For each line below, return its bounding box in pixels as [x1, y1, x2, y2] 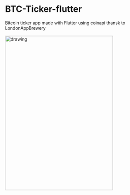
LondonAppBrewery [5, 25, 46, 31]
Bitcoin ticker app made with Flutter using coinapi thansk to [5, 20, 126, 26]
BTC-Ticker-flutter [5, 3, 82, 15]
